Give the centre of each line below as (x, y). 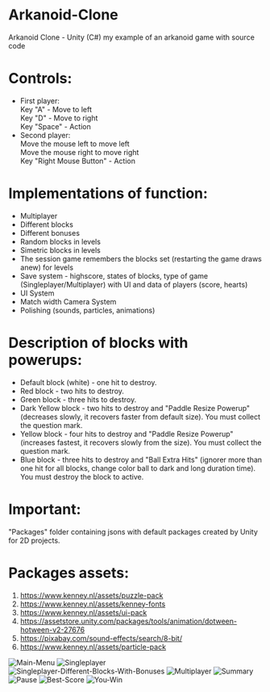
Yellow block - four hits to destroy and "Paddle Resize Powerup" (127, 434)
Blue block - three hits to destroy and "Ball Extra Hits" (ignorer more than (141, 459)
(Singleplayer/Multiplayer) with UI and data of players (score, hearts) (134, 284)
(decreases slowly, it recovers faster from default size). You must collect (140, 417)
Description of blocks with (98, 343)
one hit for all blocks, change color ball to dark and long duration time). (138, 468)
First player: (40, 101)
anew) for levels (47, 267)
